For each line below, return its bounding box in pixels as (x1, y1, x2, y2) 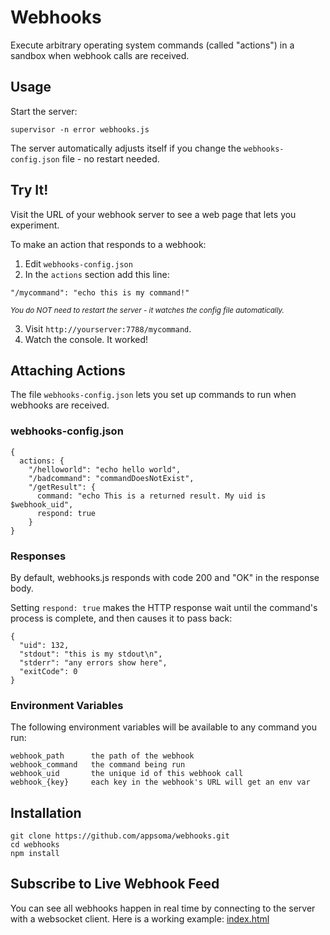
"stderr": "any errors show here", (19, 657, 168, 668)
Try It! (10, 182, 49, 199)
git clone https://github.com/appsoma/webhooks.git (10, 831, 230, 841)
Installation (10, 804, 82, 821)
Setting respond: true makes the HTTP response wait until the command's (10, 601, 318, 613)
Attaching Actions (10, 362, 126, 379)
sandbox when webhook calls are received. (10, 49, 190, 61)
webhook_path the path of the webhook (10, 751, 195, 761)
